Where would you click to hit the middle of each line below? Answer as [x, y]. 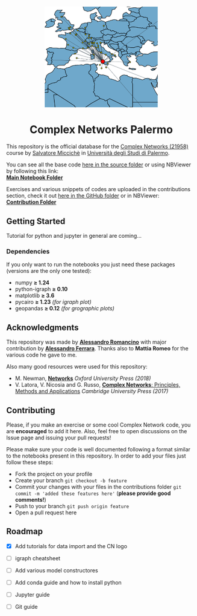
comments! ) [30, 499]
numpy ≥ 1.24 [32, 283]
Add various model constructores [56, 570]
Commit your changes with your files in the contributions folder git [98, 487]
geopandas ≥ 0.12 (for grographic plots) [64, 309]
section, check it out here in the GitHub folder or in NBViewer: [83, 196]
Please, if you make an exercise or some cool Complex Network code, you [98, 425]
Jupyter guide [32, 595]
